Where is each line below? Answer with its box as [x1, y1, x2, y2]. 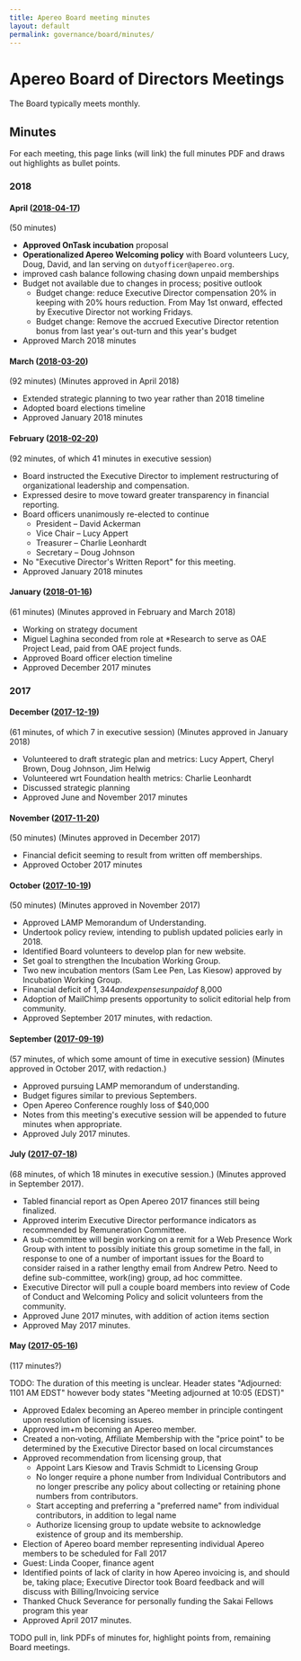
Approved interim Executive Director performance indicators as [22, 1214, 257, 1225]
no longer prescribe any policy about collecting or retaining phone [35, 1481, 281, 1492]
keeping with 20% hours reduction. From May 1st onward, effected [35, 298, 283, 308]
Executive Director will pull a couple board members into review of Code [22, 1282, 290, 1292]
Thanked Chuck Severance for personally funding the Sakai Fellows [22, 1596, 274, 1606]
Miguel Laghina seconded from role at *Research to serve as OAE [22, 633, 267, 644]
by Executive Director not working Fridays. [35, 306, 193, 317]
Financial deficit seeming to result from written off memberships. [22, 850, 262, 861]
